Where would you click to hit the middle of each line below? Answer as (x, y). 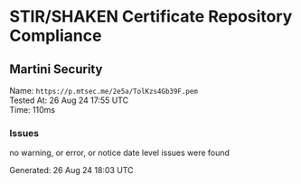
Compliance (56, 36)
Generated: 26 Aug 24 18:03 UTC (71, 170)
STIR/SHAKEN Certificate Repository (151, 17)
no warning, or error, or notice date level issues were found (120, 153)
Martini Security (56, 69)
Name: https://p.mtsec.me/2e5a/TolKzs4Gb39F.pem (104, 91)
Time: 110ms (33, 110)
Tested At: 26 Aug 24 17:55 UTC (69, 100)
